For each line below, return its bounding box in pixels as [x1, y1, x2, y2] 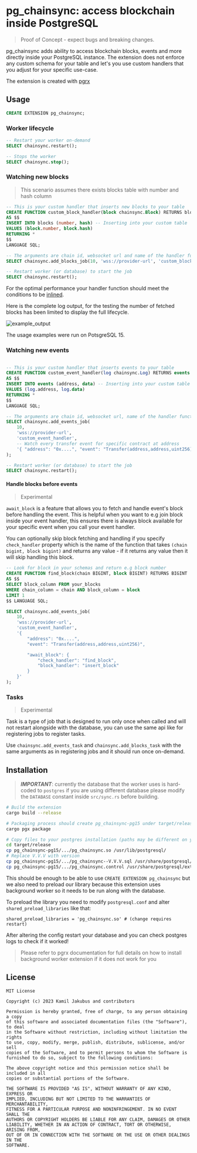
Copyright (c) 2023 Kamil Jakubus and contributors [6, 998, 135, 1004]
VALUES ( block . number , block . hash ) [6, 226, 93, 232]
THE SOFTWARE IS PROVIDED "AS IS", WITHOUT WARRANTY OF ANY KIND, [6, 1085, 172, 1091]
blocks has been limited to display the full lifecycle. [6, 309, 129, 316]
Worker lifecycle [6, 124, 54, 132]
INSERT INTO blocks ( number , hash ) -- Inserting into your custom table [6, 220, 188, 226]
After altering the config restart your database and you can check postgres [6, 931, 188, 939]
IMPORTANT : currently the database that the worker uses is [20, 780, 166, 788]
